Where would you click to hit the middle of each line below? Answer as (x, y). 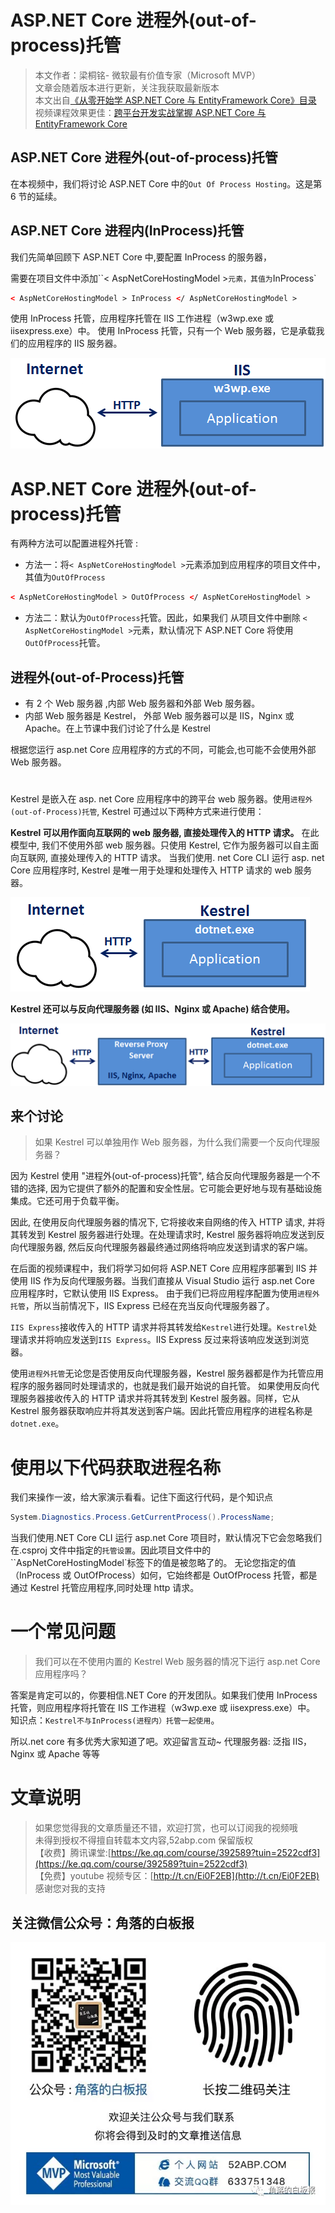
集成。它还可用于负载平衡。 (67, 1201)
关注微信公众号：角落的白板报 (102, 1922)
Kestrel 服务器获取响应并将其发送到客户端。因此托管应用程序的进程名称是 (161, 1411)
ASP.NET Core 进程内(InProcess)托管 (127, 231)
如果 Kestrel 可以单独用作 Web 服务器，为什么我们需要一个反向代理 (173, 1142)
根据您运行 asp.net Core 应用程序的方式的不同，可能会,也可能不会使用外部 (163, 750)
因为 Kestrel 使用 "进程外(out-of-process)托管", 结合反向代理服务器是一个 (161, 1176)
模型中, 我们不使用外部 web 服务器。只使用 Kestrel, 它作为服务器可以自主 (160, 845)
